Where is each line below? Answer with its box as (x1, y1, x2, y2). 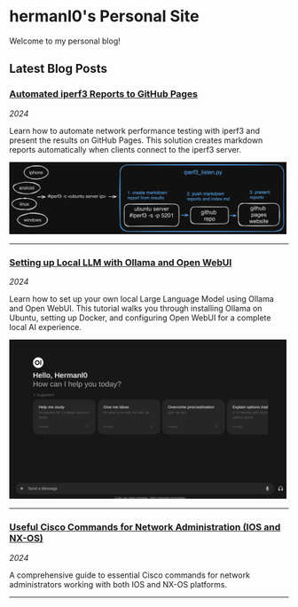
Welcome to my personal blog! (9, 35, 122, 46)
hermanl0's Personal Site (9, 6, 200, 27)
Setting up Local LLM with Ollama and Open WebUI (9, 256, 232, 268)
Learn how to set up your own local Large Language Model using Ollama (9, 294, 275, 304)
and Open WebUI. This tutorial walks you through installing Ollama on (9, 303, 263, 314)
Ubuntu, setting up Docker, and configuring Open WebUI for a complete (9, 312, 271, 323)
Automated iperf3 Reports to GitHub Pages (9, 88, 198, 100)
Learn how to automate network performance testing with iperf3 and (9, 125, 260, 136)
